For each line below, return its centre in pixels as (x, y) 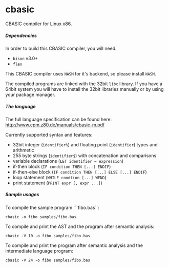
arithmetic (23, 150)
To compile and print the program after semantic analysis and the (74, 245)
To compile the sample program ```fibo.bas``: (52, 207)
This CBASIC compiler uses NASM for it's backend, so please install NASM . (81, 73)
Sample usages (22, 195)
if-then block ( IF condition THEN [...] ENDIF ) (62, 166)
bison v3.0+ (25, 58)
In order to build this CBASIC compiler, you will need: (61, 48)
